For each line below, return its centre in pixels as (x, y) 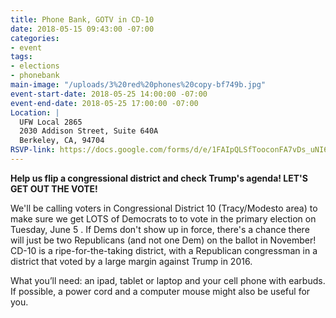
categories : (35, 38)
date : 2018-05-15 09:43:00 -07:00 (82, 29)
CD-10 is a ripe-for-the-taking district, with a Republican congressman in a (164, 250)
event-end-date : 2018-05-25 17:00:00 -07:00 (104, 103)
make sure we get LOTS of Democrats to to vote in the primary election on (163, 218)
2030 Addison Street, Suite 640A (89, 131)
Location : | (35, 112)
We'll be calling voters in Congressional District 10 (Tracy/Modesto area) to (164, 208)
